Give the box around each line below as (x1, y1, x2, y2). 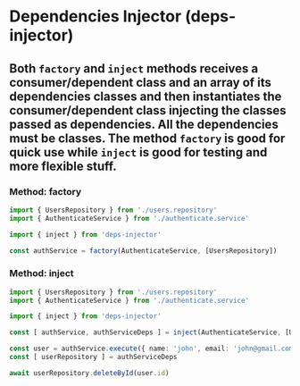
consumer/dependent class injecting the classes (9, 103, 287, 118)
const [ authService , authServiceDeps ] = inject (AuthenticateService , (9, 328, 281, 337)
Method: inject (9, 267, 74, 280)
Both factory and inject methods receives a (9, 61, 259, 76)
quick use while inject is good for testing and (9, 145, 268, 160)
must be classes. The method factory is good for (9, 130, 286, 146)
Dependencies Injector (9, 6, 182, 27)
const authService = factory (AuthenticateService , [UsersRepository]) (9, 246, 278, 256)
